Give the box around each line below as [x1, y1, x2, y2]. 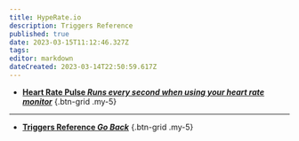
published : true [9, 29, 69, 38]
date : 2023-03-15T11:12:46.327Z [9, 37, 129, 47]
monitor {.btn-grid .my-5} [21, 96, 117, 106]
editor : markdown [9, 54, 74, 63]
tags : [9, 46, 29, 55]
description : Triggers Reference [9, 21, 133, 30]
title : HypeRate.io [9, 12, 82, 22]
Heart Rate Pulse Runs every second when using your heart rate [21, 86, 265, 98]
